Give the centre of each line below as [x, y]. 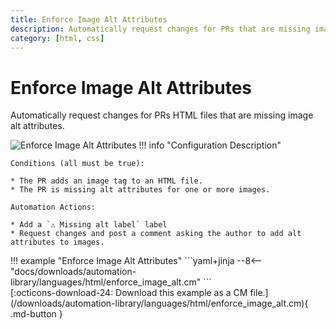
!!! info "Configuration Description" [210, 145]
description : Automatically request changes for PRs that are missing [160, 29]
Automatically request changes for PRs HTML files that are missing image [162, 115]
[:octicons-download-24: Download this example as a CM [129, 293]
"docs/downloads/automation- [73, 272]
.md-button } [36, 314]
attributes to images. [57, 242]
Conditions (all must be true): [77, 164]
